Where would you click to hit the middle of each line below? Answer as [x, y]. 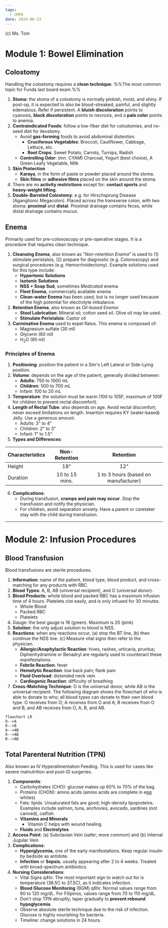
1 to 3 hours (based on [124, 475]
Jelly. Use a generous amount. [44, 418]
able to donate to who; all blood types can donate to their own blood [83, 697]
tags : [11, 10]
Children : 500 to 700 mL [45, 386]
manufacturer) [124, 481]
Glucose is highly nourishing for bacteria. [62, 915]
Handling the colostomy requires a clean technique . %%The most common [83, 84]
